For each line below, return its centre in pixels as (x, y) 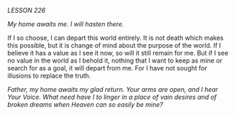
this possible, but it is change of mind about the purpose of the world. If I (114, 45)
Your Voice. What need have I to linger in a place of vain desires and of (112, 97)
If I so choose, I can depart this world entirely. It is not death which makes (116, 38)
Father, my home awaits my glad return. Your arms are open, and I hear (113, 89)
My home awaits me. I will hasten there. (66, 24)
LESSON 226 (27, 10)
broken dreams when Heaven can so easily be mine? (85, 105)
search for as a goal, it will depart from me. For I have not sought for (108, 68)
